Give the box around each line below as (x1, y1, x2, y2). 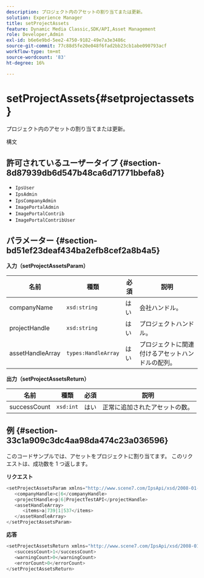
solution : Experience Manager (6, 15, 83, 21)
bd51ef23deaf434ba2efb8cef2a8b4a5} (6, 245, 160, 256)
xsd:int (56, 403, 79, 411)
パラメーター (6, 235, 55, 245)
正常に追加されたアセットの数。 (102, 403, 194, 412)
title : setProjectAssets (6, 20, 69, 26)
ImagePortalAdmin (15, 205, 59, 211)
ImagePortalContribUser (15, 217, 76, 224)
